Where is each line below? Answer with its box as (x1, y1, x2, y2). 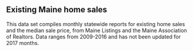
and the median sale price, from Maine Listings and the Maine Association (6, 27, 187, 34)
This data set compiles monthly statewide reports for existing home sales (6, 20, 185, 27)
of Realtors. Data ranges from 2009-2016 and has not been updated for (6, 33, 181, 40)
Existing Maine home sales (6, 5, 107, 15)
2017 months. (6, 39, 40, 46)
